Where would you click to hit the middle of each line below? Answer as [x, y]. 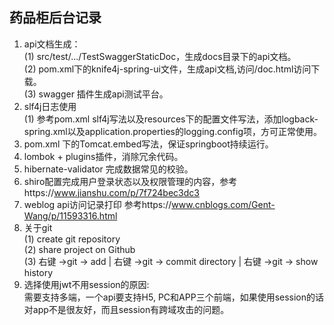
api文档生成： [52, 44]
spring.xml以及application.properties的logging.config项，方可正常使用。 [173, 131]
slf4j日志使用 [50, 106]
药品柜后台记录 [55, 18]
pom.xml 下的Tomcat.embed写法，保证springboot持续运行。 [148, 144]
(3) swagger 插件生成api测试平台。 [96, 94]
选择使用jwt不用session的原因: [86, 284]
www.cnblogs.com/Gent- [223, 204]
